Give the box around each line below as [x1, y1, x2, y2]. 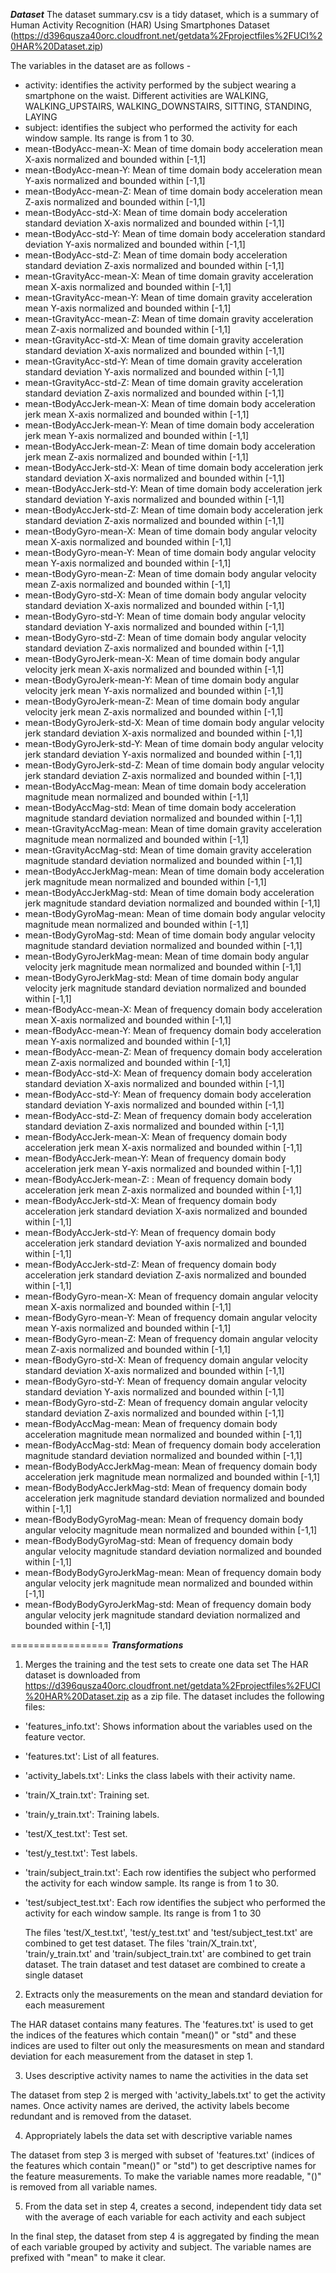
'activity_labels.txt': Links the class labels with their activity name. [24, 1770, 296, 1781]
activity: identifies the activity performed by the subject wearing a [24, 79, 297, 91]
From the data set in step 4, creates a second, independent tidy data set [24, 2200, 322, 2212]
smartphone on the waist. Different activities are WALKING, [24, 90, 269, 101]
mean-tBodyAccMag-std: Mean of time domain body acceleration [24, 802, 297, 813]
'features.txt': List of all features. [24, 1750, 160, 1762]
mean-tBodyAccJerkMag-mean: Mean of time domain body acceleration [24, 865, 325, 877]
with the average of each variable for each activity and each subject [24, 2211, 306, 2223]
